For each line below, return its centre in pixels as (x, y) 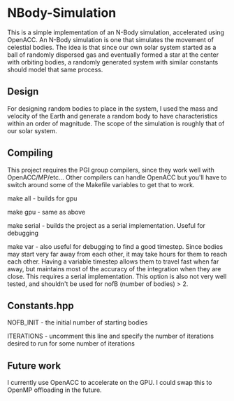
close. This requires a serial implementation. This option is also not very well (117, 276)
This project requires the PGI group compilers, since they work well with (111, 170)
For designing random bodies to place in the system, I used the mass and (113, 108)
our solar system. (32, 130)
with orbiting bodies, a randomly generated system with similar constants (113, 62)
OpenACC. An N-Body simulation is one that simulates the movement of (111, 39)
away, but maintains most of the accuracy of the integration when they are (114, 269)
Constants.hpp (41, 305)
